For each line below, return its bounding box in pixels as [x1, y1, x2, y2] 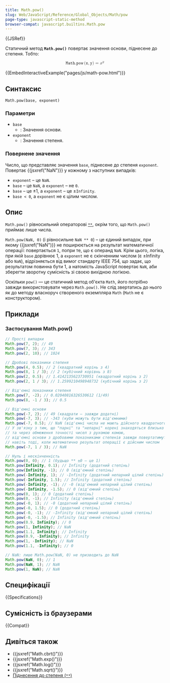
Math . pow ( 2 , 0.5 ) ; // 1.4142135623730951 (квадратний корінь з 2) [5, 374, 148, 379]
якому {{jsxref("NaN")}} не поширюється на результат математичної [5, 242, 154, 248]
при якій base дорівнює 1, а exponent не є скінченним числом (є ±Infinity [5, 253, 160, 259]
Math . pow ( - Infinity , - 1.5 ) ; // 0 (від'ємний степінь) [5, 486, 121, 492]
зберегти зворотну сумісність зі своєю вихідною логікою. [5, 269, 131, 275]
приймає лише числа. [5, 227, 53, 233]
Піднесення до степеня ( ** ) [12, 672, 72, 678]
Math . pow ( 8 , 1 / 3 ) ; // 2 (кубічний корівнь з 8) [5, 369, 112, 375]
